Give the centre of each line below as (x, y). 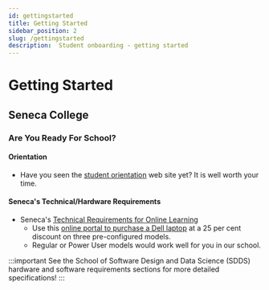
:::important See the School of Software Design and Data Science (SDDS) (130, 261)
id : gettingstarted (41, 16)
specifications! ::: (37, 278)
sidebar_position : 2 (43, 31)
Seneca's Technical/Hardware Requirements (85, 202)
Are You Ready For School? (62, 137)
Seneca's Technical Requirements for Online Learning (109, 220)
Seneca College (49, 114)
